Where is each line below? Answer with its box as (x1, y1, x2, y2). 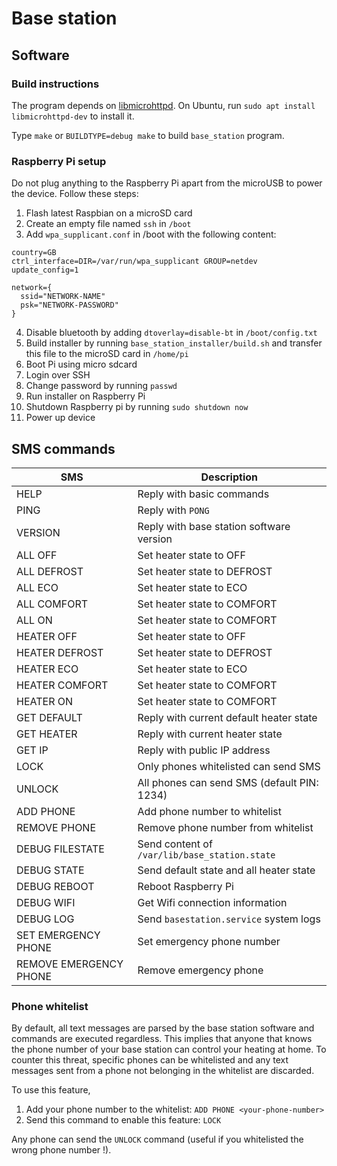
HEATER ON (16, 694, 74, 708)
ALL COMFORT (16, 597, 89, 611)
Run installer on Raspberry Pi (25, 390, 146, 402)
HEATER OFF (16, 629, 78, 643)
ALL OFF (16, 548, 58, 562)
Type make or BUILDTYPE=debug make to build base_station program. (11, 129, 285, 141)
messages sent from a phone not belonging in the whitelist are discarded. (11, 1065, 315, 1077)
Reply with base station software (137, 519, 291, 533)
